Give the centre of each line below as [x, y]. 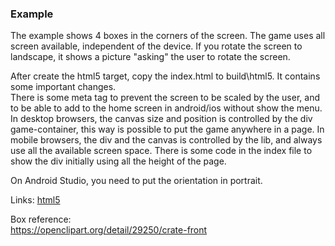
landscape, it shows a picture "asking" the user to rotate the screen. [150, 57]
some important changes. [63, 87]
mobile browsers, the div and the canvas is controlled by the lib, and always [166, 140]
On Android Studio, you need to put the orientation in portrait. [136, 181]
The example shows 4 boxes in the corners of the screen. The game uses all [168, 36]
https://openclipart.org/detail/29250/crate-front [109, 230]
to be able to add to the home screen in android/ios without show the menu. [166, 108]
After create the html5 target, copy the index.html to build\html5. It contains [165, 76]
